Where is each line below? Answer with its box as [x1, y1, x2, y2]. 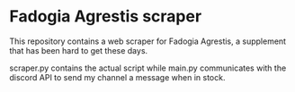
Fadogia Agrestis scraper [9, 6, 202, 27]
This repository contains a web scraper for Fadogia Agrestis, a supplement [9, 36, 286, 46]
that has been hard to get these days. [9, 45, 148, 55]
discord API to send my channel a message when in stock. [9, 71, 226, 82]
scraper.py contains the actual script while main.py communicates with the [9, 63, 287, 73]
